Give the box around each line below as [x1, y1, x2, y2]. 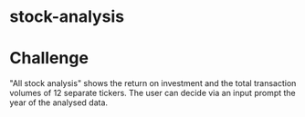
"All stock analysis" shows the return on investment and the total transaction [9, 78, 297, 89]
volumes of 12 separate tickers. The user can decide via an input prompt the [9, 88, 297, 99]
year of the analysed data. [9, 97, 108, 108]
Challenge [9, 48, 89, 69]
